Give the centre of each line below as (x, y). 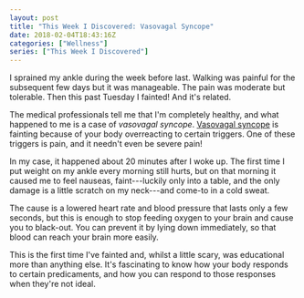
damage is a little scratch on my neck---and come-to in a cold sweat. (140, 190)
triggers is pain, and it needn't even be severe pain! (106, 144)
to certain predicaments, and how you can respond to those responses (143, 274)
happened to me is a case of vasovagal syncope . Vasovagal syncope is (144, 125)
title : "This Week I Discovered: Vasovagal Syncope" (112, 26)
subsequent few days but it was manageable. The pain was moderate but (147, 87)
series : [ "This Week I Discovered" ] (79, 52)
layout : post (34, 18)
